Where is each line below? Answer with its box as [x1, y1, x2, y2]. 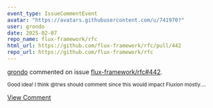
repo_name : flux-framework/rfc [7, 36, 98, 43]
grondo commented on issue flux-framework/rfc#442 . [7, 67, 163, 76]
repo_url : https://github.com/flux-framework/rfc [7, 49, 154, 56]
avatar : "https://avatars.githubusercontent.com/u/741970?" [7, 17, 185, 24]
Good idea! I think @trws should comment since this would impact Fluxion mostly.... [7, 81, 207, 88]
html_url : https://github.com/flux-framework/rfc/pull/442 [7, 42, 182, 49]
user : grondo [7, 23, 45, 30]
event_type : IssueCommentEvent [7, 10, 98, 17]
